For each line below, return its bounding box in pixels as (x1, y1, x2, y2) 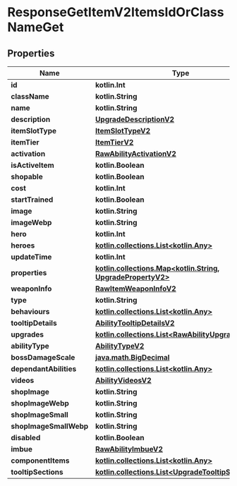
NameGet (7, 19, 64, 35)
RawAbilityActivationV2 (95, 149, 176, 159)
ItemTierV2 (95, 138, 134, 147)
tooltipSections (11, 467, 63, 477)
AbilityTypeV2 (95, 341, 145, 351)
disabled (11, 433, 41, 442)
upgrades (11, 329, 44, 339)
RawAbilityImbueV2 (95, 444, 164, 454)
